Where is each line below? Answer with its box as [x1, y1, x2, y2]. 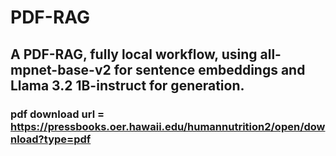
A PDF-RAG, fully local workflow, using [10, 46, 258, 63]
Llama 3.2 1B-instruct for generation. [10, 77, 245, 94]
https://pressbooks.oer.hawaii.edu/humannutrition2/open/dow [10, 119, 326, 133]
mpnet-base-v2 [10, 61, 112, 78]
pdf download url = [10, 107, 105, 121]
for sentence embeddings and [113, 61, 306, 78]
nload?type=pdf [10, 132, 92, 146]
